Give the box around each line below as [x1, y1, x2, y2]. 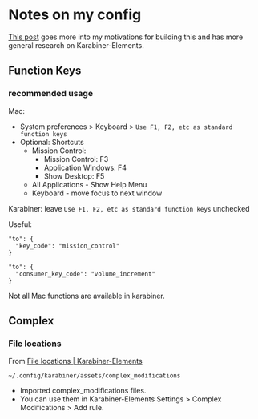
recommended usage [8, 88, 94, 99]
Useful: [8, 219, 32, 229]
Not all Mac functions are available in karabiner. [8, 291, 166, 300]
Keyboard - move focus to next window [31, 188, 163, 198]
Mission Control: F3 [43, 154, 109, 163]
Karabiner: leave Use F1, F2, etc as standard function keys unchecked [8, 203, 250, 213]
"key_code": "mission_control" [15, 242, 120, 250]
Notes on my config [8, 6, 142, 24]
